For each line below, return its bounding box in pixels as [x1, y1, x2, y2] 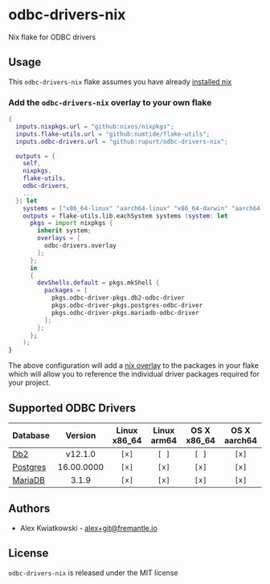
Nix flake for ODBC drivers [8, 32, 96, 42]
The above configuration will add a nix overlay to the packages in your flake [8, 361, 260, 370]
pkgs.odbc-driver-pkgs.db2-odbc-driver [51, 294, 185, 302]
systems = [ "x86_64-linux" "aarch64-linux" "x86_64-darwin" [22, 204, 228, 212]
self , [22, 159, 42, 168]
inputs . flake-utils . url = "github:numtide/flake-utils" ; [15, 130, 211, 138]
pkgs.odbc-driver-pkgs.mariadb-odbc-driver [51, 308, 199, 317]
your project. [8, 378, 51, 387]
